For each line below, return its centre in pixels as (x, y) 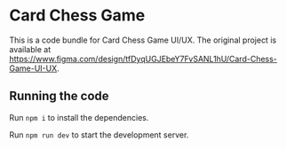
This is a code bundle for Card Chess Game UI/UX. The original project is (143, 40)
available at (30, 49)
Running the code (59, 96)
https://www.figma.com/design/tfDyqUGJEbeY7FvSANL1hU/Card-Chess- (143, 59)
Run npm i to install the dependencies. (79, 117)
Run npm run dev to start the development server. (99, 135)
